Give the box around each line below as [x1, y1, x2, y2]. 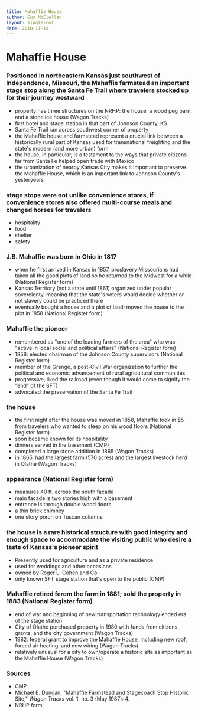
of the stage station [14, 617, 63, 624]
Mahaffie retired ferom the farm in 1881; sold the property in [6, 590, 181, 598]
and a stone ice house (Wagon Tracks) [14, 113, 109, 120]
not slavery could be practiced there [14, 297, 103, 305]
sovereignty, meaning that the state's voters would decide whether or [14, 291, 184, 298]
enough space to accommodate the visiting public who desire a [6, 535, 192, 544]
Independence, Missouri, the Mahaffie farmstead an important [6, 79, 189, 87]
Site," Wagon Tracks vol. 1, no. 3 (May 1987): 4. [14, 695, 130, 702]
